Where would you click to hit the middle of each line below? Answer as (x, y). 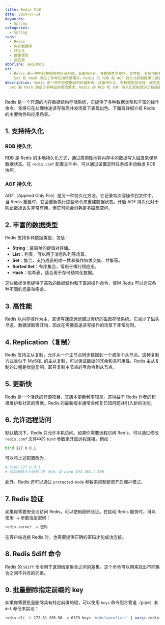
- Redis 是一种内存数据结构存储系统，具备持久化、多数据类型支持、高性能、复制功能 (84, 74)
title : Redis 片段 (23, 10)
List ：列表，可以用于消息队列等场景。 (51, 254)
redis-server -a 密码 (27, 527)
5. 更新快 (18, 384)
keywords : (15, 19)
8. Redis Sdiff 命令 (33, 554)
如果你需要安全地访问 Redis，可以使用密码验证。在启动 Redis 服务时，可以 (81, 512)
